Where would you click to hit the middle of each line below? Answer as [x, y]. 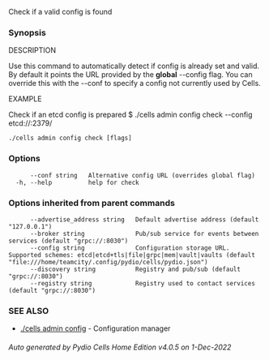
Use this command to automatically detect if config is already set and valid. [134, 66]
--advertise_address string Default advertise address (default [144, 219]
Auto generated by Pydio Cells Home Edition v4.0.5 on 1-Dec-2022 [120, 347]
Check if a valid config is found [60, 12]
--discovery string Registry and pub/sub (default [135, 269]
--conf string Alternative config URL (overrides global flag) [142, 175]
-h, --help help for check [77, 182]
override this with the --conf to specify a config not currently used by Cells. [134, 84]
